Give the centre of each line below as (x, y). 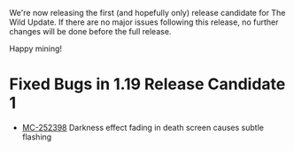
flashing (37, 137)
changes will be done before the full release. (90, 31)
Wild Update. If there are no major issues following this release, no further (144, 22)
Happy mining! (36, 49)
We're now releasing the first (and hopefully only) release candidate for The (147, 13)
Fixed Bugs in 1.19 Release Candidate (147, 84)
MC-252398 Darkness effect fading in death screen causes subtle (143, 127)
